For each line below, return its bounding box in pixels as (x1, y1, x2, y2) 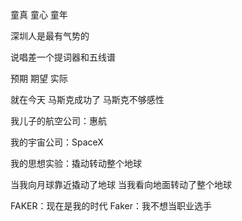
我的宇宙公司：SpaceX (10, 136, 104, 148)
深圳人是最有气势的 (10, 30, 90, 42)
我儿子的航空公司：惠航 (10, 115, 107, 127)
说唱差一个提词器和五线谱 (10, 51, 116, 63)
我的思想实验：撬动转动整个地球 (10, 158, 142, 169)
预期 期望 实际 (10, 73, 68, 84)
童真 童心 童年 (10, 9, 68, 20)
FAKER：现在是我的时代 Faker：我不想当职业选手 (10, 200, 213, 212)
